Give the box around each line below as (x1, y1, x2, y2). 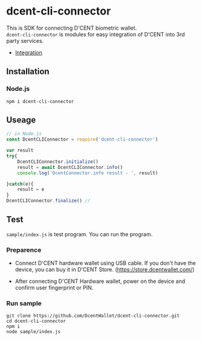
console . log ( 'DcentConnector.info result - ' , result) (17, 170, 158, 176)
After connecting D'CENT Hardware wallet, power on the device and (15, 277, 186, 285)
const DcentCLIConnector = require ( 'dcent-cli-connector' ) (6, 136, 158, 143)
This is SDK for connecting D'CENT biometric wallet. (6, 24, 137, 31)
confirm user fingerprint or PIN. (15, 284, 94, 291)
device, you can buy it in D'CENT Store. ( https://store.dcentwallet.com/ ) (15, 266, 195, 273)
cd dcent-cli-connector (6, 318, 67, 325)
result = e (17, 187, 45, 193)
